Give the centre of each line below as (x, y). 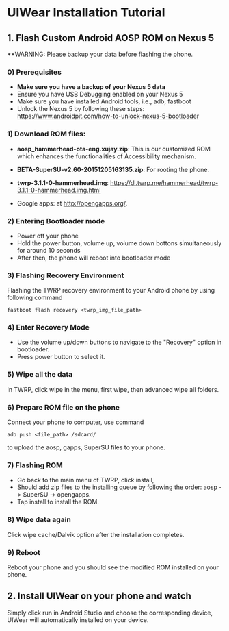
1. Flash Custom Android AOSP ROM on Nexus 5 (110, 38)
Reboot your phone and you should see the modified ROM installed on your (113, 567)
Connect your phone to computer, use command (76, 422)
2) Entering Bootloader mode (56, 221)
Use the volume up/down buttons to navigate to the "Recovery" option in (119, 342)
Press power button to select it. (61, 357)
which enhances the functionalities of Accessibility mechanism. (106, 156)
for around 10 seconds (49, 250)
